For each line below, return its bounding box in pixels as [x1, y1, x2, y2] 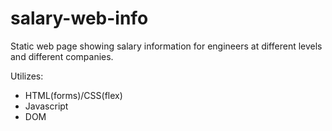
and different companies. [10, 50, 114, 62]
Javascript [24, 100, 69, 112]
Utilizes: [10, 70, 44, 82]
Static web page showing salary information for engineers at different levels [10, 40, 323, 52]
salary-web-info [10, 7, 149, 30]
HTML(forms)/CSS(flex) [24, 89, 123, 101]
